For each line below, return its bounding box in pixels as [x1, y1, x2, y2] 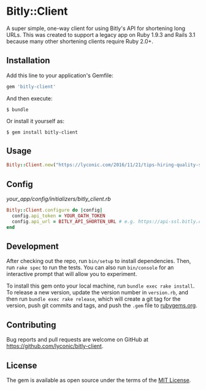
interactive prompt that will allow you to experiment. [6, 270, 137, 278]
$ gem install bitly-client [6, 129, 78, 136]
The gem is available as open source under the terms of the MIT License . [6, 377, 191, 384]
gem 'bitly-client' [6, 83, 56, 90]
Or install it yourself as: [6, 117, 64, 124]
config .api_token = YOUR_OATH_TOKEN [12, 213, 105, 219]
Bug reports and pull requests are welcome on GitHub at [6, 336, 149, 343]
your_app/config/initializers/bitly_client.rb [6, 195, 112, 203]
